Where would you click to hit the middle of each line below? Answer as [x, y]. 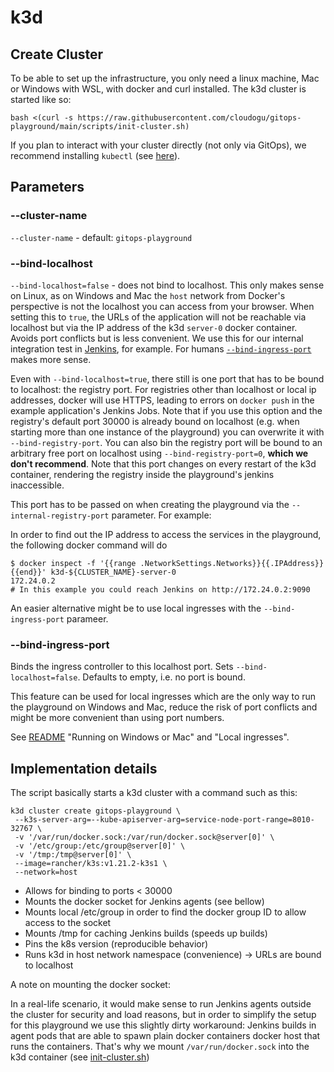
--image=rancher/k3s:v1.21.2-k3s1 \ [91, 864]
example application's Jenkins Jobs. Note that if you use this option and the [166, 410]
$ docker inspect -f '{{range [73, 563]
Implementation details [84, 768]
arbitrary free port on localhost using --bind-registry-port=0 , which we [159, 453]
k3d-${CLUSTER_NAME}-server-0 [113, 572]
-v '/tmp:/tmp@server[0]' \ [73, 855]
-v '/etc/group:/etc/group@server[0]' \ [100, 846]
